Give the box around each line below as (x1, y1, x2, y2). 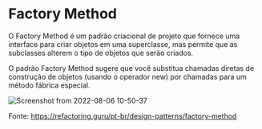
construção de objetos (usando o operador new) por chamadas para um (8, 72, 247, 81)
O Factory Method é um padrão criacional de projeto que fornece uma (8, 31, 240, 41)
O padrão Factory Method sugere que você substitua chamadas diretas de (8, 63, 255, 72)
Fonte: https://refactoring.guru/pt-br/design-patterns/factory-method (8, 111, 237, 120)
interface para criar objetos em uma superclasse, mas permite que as (8, 39, 238, 49)
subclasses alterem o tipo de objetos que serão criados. (8, 48, 194, 57)
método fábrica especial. (8, 80, 91, 90)
